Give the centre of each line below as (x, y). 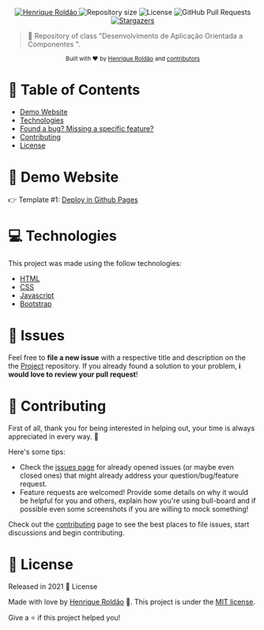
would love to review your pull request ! (73, 374)
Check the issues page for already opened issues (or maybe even (127, 467)
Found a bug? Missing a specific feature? (87, 128)
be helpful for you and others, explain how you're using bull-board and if (138, 501)
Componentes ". (54, 44)
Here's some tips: (37, 452)
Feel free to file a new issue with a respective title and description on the (127, 357)
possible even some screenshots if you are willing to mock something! (134, 508)
